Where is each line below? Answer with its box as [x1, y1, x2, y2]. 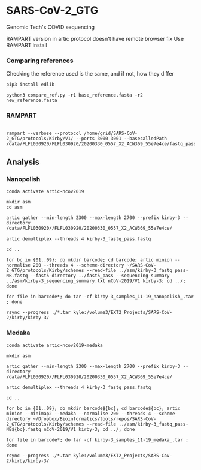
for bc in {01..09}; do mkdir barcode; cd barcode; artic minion [6, 257, 172, 263]
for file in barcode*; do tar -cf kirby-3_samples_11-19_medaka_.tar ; [6, 436, 188, 443]
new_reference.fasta [6, 97, 58, 104]
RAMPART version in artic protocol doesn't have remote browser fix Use [6, 35, 184, 42]
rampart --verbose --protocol [6, 130, 82, 136]
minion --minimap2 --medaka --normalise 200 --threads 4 [6, 411, 151, 417]
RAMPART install [6, 41, 48, 49]
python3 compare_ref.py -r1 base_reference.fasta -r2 [6, 92, 144, 98]
